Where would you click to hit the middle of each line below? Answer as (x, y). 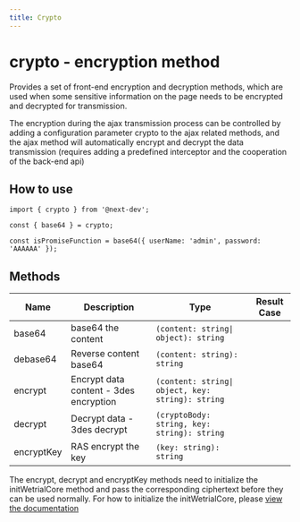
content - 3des (103, 390)
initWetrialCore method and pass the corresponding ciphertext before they (146, 490)
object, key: (183, 391)
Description (109, 307)
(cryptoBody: (183, 415)
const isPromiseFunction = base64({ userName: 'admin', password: (135, 241)
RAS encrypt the (105, 447)
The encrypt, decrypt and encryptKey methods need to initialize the (134, 480)
